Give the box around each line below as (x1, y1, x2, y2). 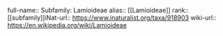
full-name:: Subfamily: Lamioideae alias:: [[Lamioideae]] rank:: (7, 6, 190, 14)
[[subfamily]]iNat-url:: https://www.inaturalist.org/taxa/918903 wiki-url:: (7, 13, 217, 22)
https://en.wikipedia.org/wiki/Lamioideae (7, 21, 127, 29)
